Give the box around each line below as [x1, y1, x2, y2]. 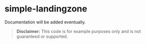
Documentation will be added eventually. [4, 19, 86, 25]
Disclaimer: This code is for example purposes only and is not [16, 28, 141, 34]
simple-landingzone [4, 3, 88, 14]
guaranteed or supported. [16, 33, 68, 39]
